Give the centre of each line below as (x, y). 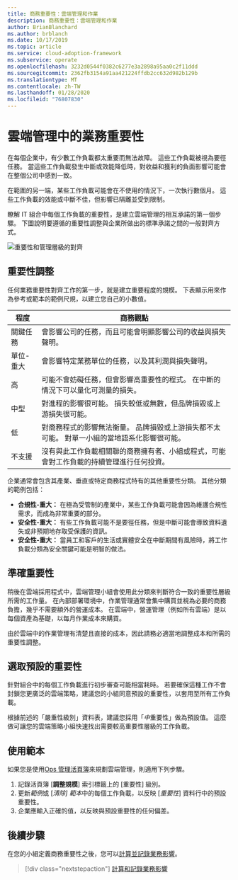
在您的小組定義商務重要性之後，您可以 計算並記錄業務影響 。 (94, 853)
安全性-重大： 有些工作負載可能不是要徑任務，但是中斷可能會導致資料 (119, 522)
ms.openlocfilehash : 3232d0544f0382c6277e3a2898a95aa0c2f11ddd (103, 67)
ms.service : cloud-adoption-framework (64, 54)
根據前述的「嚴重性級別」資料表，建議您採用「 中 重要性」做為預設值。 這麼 (117, 718)
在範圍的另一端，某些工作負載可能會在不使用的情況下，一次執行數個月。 (113, 190)
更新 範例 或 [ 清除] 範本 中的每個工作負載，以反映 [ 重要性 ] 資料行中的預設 (122, 793)
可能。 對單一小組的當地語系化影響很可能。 (113, 438)
